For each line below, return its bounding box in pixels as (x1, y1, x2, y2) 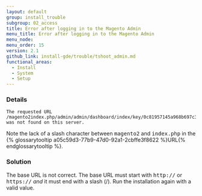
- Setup (11, 76, 31, 82)
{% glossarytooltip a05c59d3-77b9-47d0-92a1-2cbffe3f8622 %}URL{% (6, 136, 186, 144)
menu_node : (6, 37, 34, 43)
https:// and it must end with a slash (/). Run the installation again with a (6, 177, 191, 185)
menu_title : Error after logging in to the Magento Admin (6, 31, 155, 37)
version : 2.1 (6, 48, 39, 54)
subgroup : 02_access (6, 20, 58, 26)
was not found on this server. (6, 119, 85, 126)
